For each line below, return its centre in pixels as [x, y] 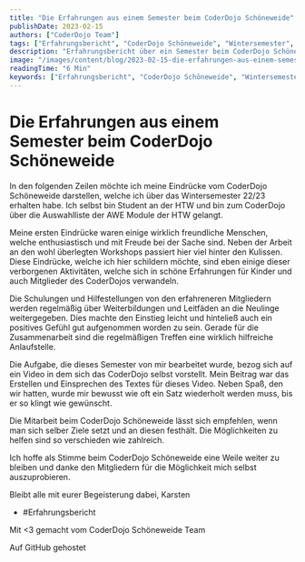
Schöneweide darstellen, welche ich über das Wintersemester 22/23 [138, 196]
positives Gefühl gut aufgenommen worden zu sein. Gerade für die [134, 327]
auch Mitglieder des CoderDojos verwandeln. [94, 281]
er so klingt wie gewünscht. [61, 403]
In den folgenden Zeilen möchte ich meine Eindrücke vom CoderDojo [138, 186]
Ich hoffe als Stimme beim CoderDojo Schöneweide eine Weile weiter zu [144, 457]
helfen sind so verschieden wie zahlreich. [87, 440]
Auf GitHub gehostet [48, 547]
